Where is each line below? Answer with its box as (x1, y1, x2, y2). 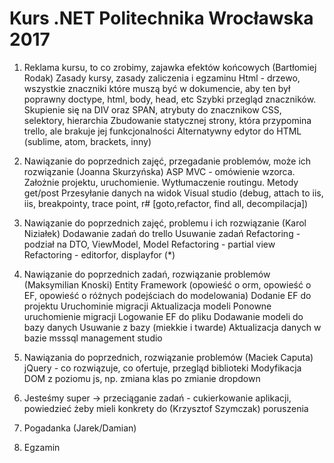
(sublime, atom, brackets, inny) (23, 135, 152, 147)
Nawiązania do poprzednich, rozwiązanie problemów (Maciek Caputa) (23, 351, 314, 363)
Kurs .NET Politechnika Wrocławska (9, 7, 314, 30)
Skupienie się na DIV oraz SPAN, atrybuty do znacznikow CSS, (23, 103, 282, 116)
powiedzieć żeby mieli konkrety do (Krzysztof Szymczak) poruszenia (23, 402, 309, 414)
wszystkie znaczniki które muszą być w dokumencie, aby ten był (23, 82, 291, 94)
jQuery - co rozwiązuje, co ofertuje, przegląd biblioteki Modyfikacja (23, 362, 302, 374)
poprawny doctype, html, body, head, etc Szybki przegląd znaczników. (23, 93, 317, 105)
